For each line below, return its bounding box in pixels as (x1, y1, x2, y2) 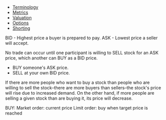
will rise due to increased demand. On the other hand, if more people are (5, 90, 155, 96)
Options (12, 20, 29, 26)
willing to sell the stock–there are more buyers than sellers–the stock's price (5, 85, 161, 91)
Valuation (12, 15, 32, 20)
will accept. (5, 40, 29, 46)
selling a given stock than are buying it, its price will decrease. (5, 95, 133, 101)
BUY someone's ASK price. (12, 64, 69, 70)
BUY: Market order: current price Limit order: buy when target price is (5, 105, 148, 111)
